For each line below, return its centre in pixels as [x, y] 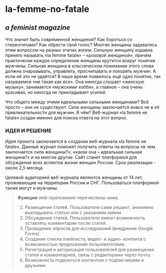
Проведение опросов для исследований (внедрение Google [89, 228]
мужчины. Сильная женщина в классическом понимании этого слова [80, 66]
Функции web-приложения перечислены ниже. [68, 198]
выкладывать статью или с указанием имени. [74, 213]
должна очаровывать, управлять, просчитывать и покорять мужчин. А [81, 71]
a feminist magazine [38, 28]
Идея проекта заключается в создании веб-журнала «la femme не [76, 141]
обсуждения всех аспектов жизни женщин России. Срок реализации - [81, 163]
